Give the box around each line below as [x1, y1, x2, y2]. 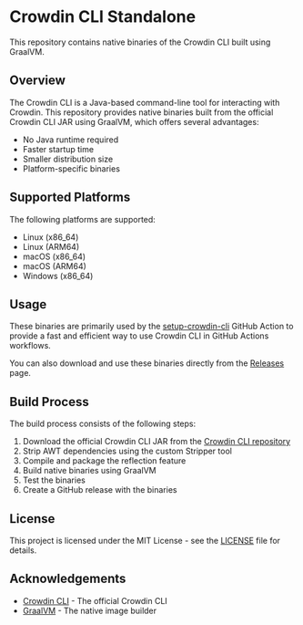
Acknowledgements [9, 571, 126, 587]
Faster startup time [22, 143, 94, 154]
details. [9, 545, 37, 556]
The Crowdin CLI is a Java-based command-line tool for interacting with [9, 97, 280, 108]
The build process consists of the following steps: [9, 418, 197, 430]
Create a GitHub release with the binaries [22, 484, 177, 495]
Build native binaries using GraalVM [22, 465, 157, 476]
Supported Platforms [9, 190, 131, 205]
